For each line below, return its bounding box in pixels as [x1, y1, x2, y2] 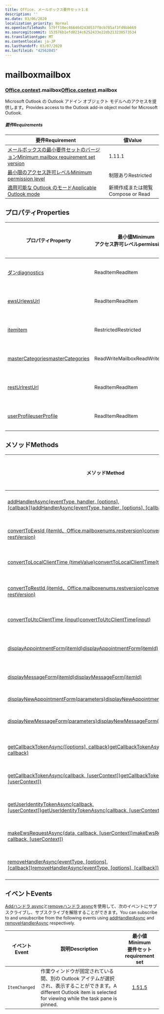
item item [7, 326, 28, 333]
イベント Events [5, 889, 52, 898]
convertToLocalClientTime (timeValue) [7, 559, 96, 565]
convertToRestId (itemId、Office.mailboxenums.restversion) [7, 585, 145, 591]
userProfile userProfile [7, 412, 58, 419]
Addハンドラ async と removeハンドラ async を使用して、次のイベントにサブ [5, 903, 157, 909]
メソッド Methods [5, 441, 59, 449]
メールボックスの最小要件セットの [7, 146, 86, 153]
